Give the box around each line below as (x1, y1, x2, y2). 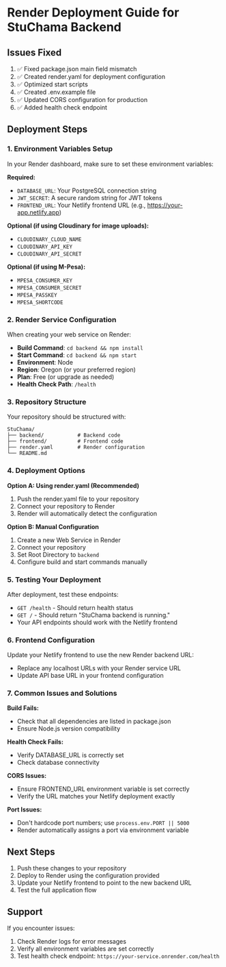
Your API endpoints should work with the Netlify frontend (16, 618, 178, 626)
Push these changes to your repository (16, 864, 127, 872)
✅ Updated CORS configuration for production (16, 96, 148, 103)
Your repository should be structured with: (7, 413, 126, 421)
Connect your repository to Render (16, 502, 115, 510)
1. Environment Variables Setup (7, 144, 113, 154)
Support (7, 906, 43, 918)
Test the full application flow (16, 886, 97, 894)
